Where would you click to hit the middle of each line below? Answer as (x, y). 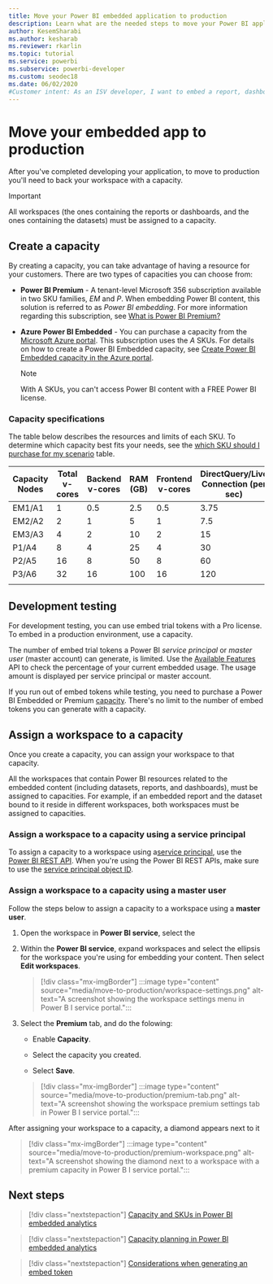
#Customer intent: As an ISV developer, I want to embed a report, (125, 92)
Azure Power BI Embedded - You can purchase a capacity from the (134, 332)
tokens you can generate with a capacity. (77, 710)
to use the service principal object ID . (71, 869)
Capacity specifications (57, 419)
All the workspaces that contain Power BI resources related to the (118, 779)
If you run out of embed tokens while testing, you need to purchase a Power (135, 692)
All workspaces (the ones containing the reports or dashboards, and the (129, 212)
